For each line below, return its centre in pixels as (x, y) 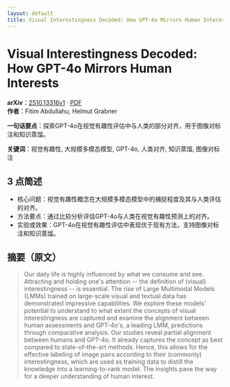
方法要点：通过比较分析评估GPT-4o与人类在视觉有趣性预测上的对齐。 (115, 216)
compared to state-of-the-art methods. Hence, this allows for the (116, 347)
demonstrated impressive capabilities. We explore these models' (115, 303)
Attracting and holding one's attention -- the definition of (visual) (115, 281)
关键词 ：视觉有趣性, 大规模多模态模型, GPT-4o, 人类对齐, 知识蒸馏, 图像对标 (114, 149)
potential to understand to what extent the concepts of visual (110, 311)
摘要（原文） (34, 257)
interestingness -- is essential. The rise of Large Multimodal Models (119, 289)
